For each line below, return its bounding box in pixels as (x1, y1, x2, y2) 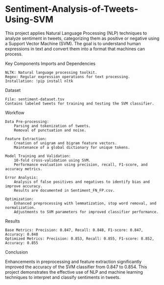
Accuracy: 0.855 (5, 240, 38, 245)
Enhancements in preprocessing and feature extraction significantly (5, 258, 142, 264)
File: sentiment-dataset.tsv (5, 97, 65, 102)
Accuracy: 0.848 (5, 232, 38, 237)
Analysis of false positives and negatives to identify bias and (14, 179, 150, 184)
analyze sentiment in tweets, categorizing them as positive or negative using (5, 35, 160, 41)
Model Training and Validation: (5, 153, 71, 158)
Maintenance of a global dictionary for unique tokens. (14, 145, 131, 150)
